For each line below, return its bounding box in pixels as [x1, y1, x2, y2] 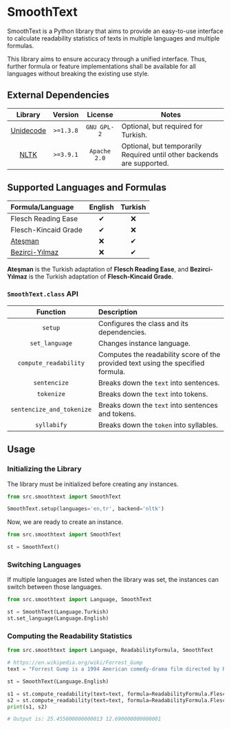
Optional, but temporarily [121, 141, 202, 151]
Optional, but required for [121, 121, 203, 131]
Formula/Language [10, 202, 74, 212]
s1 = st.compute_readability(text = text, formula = [7, 690, 153, 697]
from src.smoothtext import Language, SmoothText [7, 596, 153, 603]
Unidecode [10, 125, 47, 135]
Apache [89, 147, 111, 155]
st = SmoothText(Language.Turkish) [7, 609, 109, 616]
